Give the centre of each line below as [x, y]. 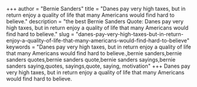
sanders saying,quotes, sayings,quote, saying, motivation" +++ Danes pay [98, 66]
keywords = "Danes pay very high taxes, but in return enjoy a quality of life [98, 47]
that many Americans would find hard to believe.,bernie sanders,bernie [94, 53]
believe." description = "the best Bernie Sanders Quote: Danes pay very [95, 21]
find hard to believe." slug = [41, 34]
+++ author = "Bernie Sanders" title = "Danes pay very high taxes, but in [96, 9]
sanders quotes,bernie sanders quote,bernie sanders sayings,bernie [91, 60]
